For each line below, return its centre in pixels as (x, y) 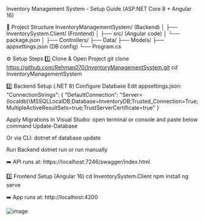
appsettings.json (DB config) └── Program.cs (64, 46)
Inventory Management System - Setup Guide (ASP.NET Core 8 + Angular (99, 9)
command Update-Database (42, 126)
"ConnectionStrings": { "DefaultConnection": (62, 95)
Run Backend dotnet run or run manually (57, 149)
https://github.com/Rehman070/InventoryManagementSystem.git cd (92, 67)
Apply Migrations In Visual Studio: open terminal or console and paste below (102, 119)
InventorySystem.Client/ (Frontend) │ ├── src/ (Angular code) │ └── (93, 33)
